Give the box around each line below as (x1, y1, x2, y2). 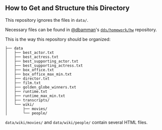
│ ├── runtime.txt (5, 89, 48, 94)
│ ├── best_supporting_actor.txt (5, 59, 79, 64)
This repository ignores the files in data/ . (5, 17, 89, 23)
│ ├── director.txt (5, 76, 50, 81)
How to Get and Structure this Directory (5, 4, 130, 12)
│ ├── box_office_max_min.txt (5, 72, 72, 77)
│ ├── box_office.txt (5, 67, 54, 72)
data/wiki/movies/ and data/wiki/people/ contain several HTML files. (5, 119, 148, 125)
